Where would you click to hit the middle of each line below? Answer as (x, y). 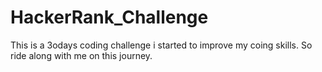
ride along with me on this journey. (81, 55)
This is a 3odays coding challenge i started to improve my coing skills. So (161, 45)
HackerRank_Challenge (109, 17)
